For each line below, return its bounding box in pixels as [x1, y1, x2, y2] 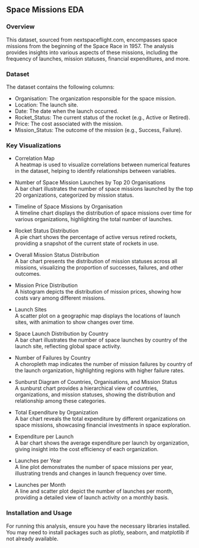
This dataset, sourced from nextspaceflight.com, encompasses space [6, 36, 178, 43]
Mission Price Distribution [14, 282, 78, 289]
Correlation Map [14, 155, 55, 162]
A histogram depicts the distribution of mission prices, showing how [14, 288, 181, 295]
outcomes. [14, 270, 42, 278]
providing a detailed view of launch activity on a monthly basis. [14, 494, 169, 501]
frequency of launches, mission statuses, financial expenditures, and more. [6, 55, 190, 62]
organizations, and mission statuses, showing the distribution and [14, 391, 175, 398]
